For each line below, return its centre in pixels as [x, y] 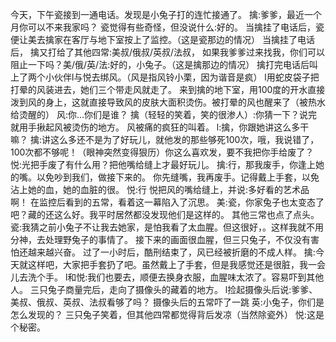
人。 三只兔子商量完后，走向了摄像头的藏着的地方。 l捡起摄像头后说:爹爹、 [164, 289]
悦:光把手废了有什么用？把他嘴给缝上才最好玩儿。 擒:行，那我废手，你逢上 [163, 164]
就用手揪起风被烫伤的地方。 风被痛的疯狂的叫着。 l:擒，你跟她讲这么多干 [160, 127]
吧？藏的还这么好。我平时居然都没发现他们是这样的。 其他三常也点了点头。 [165, 214]
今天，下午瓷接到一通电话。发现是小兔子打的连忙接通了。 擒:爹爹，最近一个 [166, 14]
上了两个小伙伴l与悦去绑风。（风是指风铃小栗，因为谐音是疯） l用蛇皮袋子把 [165, 77]
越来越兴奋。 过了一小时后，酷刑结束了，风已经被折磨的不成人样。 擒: [171, 252]
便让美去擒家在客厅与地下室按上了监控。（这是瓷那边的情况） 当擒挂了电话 [162, 39]
